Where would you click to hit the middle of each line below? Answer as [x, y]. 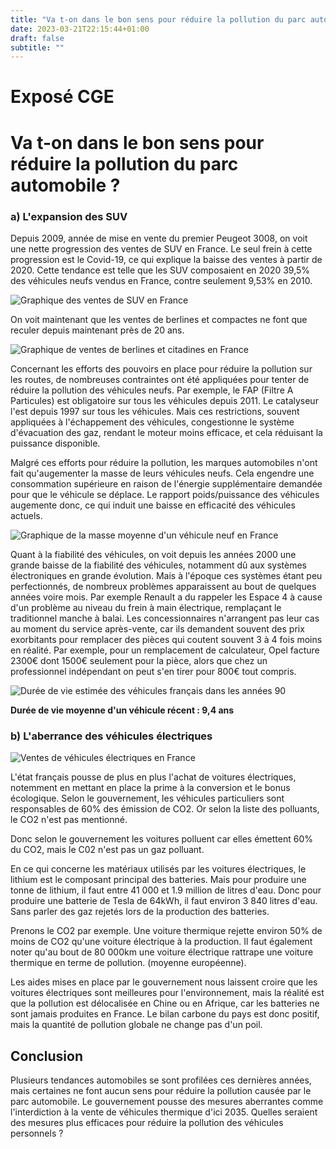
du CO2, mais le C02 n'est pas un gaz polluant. [107, 850]
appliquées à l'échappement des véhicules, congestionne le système [152, 422]
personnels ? [37, 1133]
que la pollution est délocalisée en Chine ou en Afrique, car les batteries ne [165, 1003]
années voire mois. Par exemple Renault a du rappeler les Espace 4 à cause [166, 597]
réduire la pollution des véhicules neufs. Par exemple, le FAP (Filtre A [152, 390]
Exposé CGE [62, 97]
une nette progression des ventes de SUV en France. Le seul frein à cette [161, 248]
